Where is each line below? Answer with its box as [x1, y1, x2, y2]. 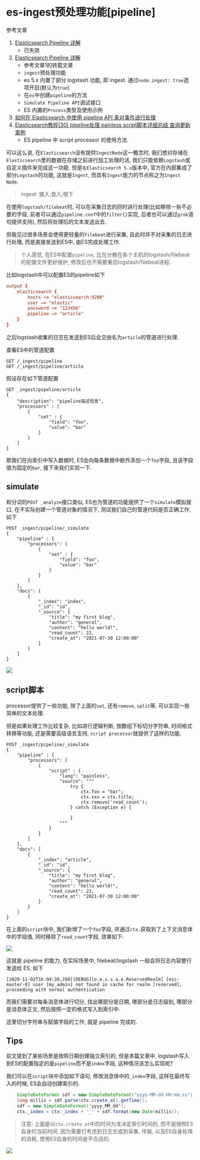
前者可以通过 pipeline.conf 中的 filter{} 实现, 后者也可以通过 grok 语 [29, 210, 193, 218]
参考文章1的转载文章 [23, 61, 73, 69]
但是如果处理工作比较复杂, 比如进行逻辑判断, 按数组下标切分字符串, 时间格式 [6, 722, 192, 729]
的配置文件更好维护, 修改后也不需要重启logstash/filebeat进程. [20, 258, 171, 265]
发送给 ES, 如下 [6, 964, 43, 972]
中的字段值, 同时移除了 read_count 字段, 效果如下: [6, 933, 124, 940]
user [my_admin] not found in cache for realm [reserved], [32, 981, 183, 987]
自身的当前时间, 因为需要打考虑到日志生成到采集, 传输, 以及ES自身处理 [20, 1128, 193, 1135]
